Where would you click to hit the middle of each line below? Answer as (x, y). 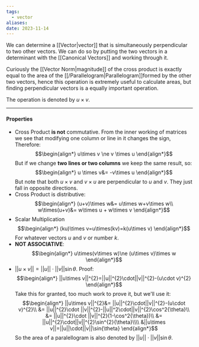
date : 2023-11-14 (28, 28)
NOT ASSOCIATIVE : (39, 244)
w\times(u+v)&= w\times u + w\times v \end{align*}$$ (104, 210)
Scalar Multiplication (40, 219)
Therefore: (28, 145)
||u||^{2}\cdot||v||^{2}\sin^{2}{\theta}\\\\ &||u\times (104, 322)
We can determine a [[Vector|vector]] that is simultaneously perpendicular (97, 45)
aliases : (17, 23)
